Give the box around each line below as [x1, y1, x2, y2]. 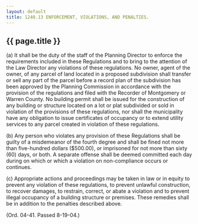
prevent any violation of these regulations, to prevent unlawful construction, [6, 181, 191, 189]
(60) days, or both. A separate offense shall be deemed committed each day [6, 151, 192, 158]
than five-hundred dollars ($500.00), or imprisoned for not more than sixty [6, 145, 188, 152]
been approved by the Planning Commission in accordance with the [6, 83, 171, 90]
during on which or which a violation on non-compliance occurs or [6, 157, 168, 164]
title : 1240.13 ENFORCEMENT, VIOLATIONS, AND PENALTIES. [6, 14, 150, 20]
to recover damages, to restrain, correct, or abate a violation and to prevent [6, 187, 190, 195]
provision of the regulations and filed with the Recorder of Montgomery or [6, 89, 186, 96]
